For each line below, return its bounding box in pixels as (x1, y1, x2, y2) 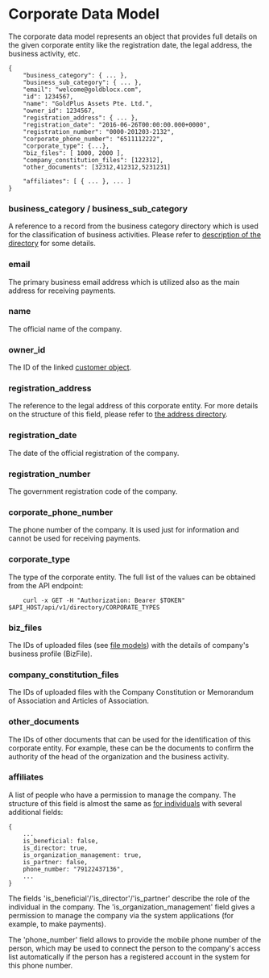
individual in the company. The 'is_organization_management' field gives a (8, 901, 255, 912)
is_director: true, (23, 844, 89, 852)
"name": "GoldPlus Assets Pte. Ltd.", (23, 99, 153, 107)
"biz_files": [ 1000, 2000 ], (23, 148, 125, 157)
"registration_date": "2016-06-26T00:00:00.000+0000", (23, 120, 211, 129)
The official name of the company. (8, 324, 122, 333)
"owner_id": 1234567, (23, 107, 95, 115)
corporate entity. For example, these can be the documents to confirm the (8, 743, 254, 753)
